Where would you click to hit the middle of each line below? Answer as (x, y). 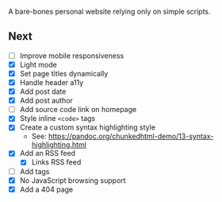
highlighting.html (59, 145)
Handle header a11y (52, 82)
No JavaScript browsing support (73, 180)
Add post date (43, 91)
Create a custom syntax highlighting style (88, 127)
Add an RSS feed (48, 153)
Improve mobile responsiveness (72, 56)
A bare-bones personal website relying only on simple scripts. (110, 12)
